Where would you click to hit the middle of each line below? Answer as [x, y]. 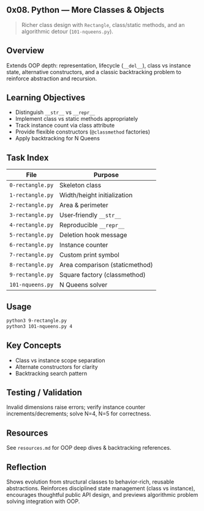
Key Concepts [34, 346]
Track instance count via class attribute [65, 126]
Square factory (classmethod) [102, 275]
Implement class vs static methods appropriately [77, 119]
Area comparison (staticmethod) [106, 265]
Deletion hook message [93, 235]
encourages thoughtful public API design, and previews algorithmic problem [102, 495]
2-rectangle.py [32, 205]
